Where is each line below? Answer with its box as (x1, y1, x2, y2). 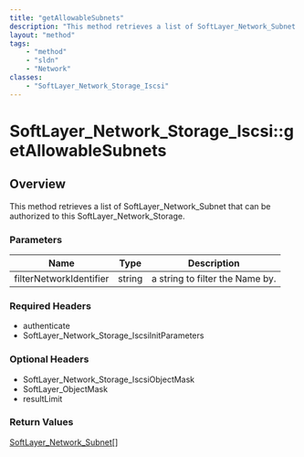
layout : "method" (9, 30, 76, 39)
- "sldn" (26, 56, 59, 65)
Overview (9, 176, 67, 192)
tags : (9, 38, 30, 48)
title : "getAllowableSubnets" (9, 13, 125, 23)
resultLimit (22, 393, 63, 404)
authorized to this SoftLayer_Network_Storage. (9, 210, 185, 221)
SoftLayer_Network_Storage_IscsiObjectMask (22, 374, 195, 385)
